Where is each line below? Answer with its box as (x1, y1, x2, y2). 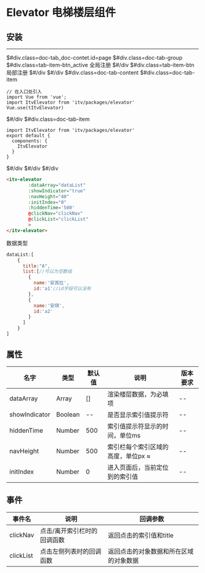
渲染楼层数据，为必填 (107, 390, 169, 398)
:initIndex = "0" (28, 199, 67, 205)
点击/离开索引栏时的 (40, 526, 98, 535)
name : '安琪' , (33, 303, 65, 309)
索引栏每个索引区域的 (107, 442, 169, 451)
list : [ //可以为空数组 (22, 268, 72, 275)
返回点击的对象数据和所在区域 (107, 547, 194, 555)
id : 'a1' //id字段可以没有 (33, 286, 92, 292)
